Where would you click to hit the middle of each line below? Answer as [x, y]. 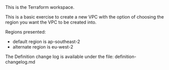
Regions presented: [26, 32]
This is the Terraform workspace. [40, 7]
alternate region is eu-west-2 [43, 47]
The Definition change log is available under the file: [59, 56]
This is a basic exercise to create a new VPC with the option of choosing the [85, 17]
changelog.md [20, 62]
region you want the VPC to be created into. [51, 22]
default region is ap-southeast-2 [46, 41]
